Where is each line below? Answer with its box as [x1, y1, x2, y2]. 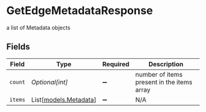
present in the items [135, 78, 193, 86]
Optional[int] [31, 78, 68, 86]
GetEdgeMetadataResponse [6, 4, 153, 18]
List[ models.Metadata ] [31, 95, 97, 104]
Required [102, 59, 130, 68]
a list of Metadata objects [6, 24, 71, 31]
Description [148, 59, 184, 68]
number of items [135, 70, 183, 78]
